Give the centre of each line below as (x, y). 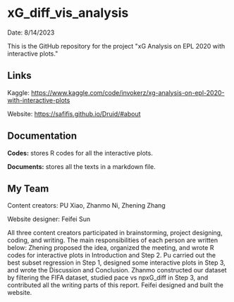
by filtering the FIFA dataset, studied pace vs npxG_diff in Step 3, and (108, 278)
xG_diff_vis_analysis (68, 13)
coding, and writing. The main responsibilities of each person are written (113, 240)
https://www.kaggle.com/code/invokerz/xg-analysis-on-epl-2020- (128, 92)
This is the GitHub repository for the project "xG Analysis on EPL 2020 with (116, 46)
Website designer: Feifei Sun (49, 219)
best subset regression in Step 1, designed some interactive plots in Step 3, (116, 263)
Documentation (42, 136)
